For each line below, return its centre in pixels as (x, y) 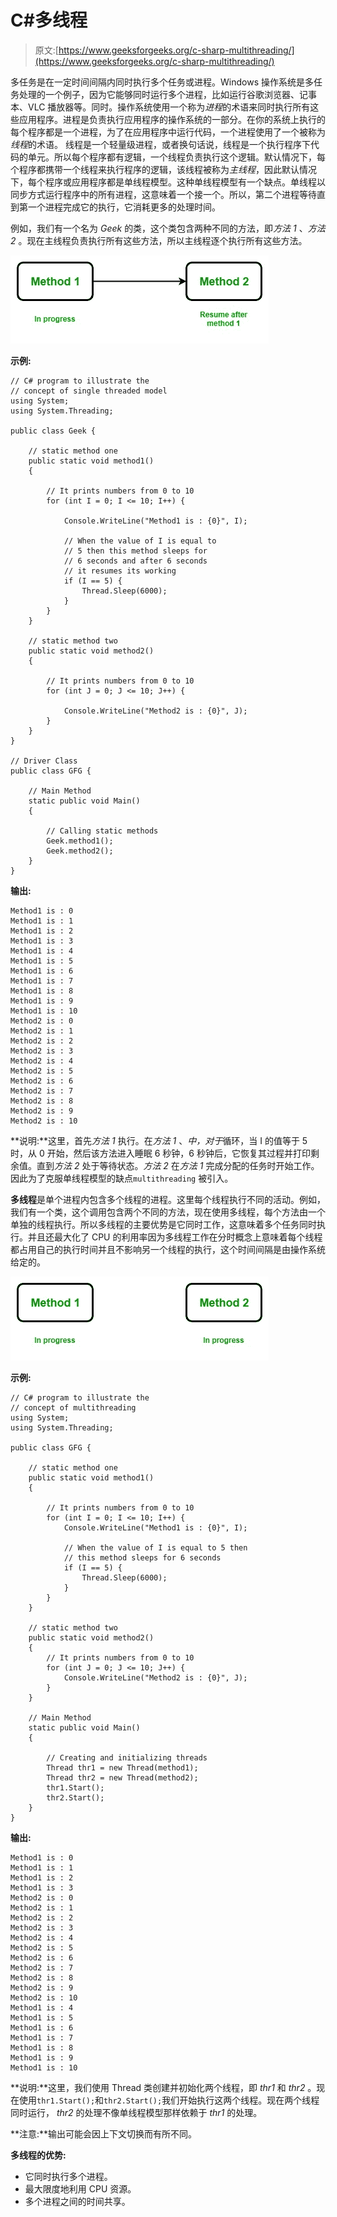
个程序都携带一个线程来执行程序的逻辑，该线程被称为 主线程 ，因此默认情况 (163, 169)
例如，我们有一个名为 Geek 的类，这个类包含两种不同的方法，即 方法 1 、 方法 (168, 228)
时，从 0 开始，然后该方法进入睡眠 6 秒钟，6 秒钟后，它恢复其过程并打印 (160, 1153)
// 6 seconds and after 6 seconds (135, 561)
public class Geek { (53, 431)
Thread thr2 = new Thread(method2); (122, 1777)
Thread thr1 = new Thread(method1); (122, 1767)
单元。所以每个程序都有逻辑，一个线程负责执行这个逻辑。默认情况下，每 (176, 157)
